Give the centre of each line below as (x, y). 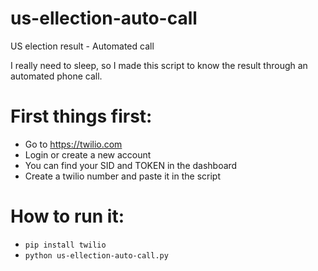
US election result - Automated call (82, 46)
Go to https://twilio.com (73, 144)
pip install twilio (65, 245)
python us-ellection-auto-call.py (96, 255)
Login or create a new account (88, 154)
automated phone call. (56, 76)
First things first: (81, 116)
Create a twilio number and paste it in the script (123, 176)
